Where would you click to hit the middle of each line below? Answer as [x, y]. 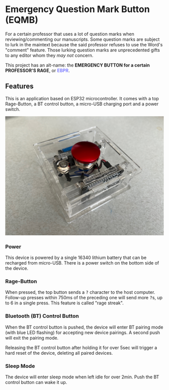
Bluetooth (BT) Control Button [42, 316]
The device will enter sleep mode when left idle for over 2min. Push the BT [82, 377]
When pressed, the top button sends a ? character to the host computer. [80, 292]
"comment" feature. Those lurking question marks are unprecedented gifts [82, 50]
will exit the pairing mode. [32, 338]
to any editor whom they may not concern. [49, 55]
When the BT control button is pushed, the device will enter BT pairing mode [84, 327]
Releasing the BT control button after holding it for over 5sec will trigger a [81, 347]
